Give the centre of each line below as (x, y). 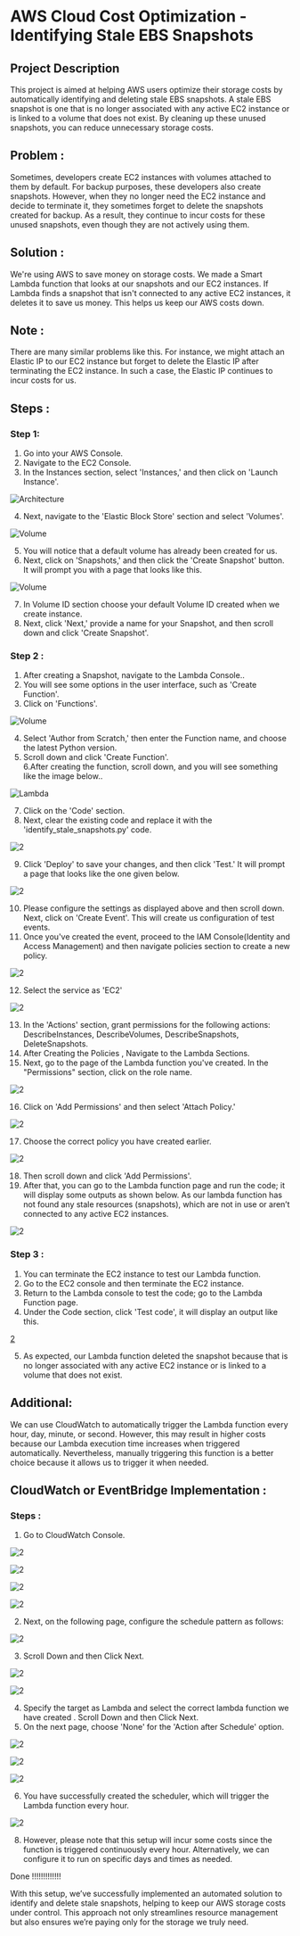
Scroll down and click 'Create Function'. (96, 757)
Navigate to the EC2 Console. (77, 463)
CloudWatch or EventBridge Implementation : (138, 1490)
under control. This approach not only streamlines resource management (144, 1913)
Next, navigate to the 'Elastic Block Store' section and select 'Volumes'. (153, 517)
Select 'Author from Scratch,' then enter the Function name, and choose (155, 739)
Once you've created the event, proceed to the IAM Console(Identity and (156, 937)
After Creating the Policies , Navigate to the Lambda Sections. (136, 1054)
